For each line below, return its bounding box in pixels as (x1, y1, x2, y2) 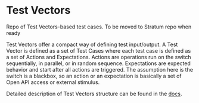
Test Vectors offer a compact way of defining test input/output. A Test (6, 41, 178, 48)
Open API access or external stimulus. (6, 78, 100, 86)
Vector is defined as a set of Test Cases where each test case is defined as (6, 47, 191, 54)
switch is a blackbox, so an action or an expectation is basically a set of (6, 72, 182, 79)
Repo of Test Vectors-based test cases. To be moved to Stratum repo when (6, 23, 192, 30)
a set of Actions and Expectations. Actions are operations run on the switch (6, 53, 192, 60)
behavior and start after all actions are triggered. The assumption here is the (6, 66, 194, 73)
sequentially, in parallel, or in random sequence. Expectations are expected (6, 60, 191, 67)
